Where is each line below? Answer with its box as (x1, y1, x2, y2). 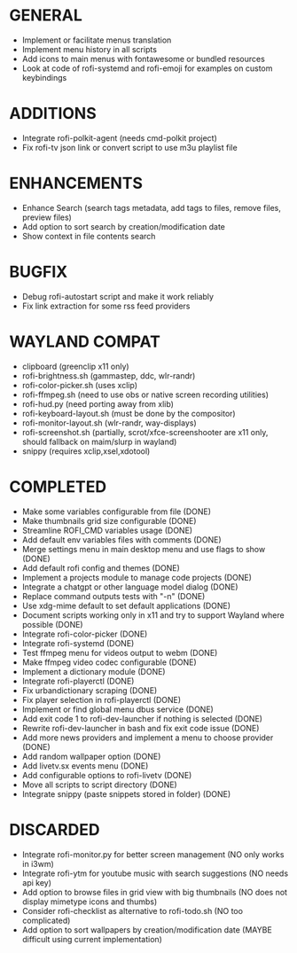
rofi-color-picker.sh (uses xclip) (21, 379, 137, 390)
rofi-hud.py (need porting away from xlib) (21, 398, 175, 409)
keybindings (21, 72, 67, 82)
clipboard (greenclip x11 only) (21, 361, 130, 371)
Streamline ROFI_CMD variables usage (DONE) (21, 525, 193, 535)
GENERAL (9, 5, 82, 26)
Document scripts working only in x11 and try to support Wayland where (21, 609, 285, 621)
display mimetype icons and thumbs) (21, 896, 158, 907)
